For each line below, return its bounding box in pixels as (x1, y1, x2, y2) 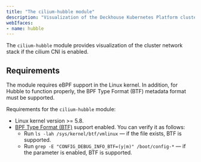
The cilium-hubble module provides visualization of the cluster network (6, 42, 183, 49)
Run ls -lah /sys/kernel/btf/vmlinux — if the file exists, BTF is (23, 130, 182, 137)
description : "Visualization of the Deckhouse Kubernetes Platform (6, 14, 178, 20)
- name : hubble (6, 25, 44, 32)
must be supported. (6, 94, 55, 102)
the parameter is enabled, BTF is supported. (23, 149, 133, 156)
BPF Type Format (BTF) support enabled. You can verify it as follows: (14, 124, 185, 131)
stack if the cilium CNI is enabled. (6, 48, 89, 56)
